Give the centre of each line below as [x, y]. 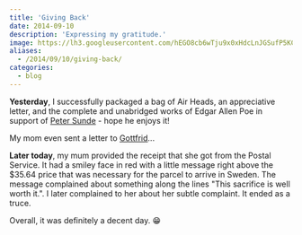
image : [22, 43]
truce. [20, 203]
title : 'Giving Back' [50, 17]
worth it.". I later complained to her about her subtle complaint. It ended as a [150, 193]
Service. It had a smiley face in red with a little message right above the [142, 165]
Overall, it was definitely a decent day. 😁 [85, 220]
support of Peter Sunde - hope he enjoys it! [90, 120]
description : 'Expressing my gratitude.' [88, 34]
